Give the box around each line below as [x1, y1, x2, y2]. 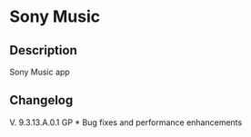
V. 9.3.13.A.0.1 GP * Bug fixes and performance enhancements [9, 116, 243, 128]
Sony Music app [9, 66, 70, 77]
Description [9, 43, 77, 58]
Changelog [9, 93, 74, 108]
